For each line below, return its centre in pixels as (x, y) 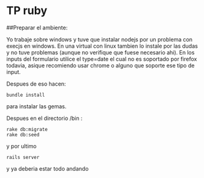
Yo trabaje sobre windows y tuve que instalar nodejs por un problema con (100, 39)
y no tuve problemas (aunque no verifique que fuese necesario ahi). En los (100, 52)
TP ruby (27, 11)
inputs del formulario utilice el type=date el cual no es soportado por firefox (102, 59)
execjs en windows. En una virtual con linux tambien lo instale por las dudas (102, 46)
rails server (23, 157)
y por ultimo (21, 146)
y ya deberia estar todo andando (47, 168)
